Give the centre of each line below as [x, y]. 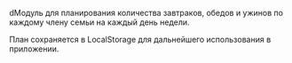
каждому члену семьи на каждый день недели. [99, 22]
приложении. [34, 49]
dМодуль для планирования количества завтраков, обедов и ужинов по [146, 13]
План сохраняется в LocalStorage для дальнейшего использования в [140, 39]
